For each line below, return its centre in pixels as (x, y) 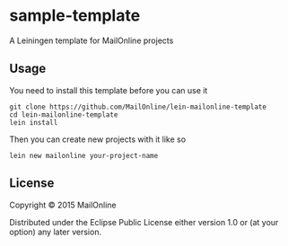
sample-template (75, 16)
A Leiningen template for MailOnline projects (92, 40)
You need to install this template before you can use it (109, 90)
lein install (34, 122)
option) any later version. (55, 232)
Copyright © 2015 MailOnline (63, 205)
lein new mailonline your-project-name (84, 155)
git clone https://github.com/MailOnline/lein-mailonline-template (138, 107)
